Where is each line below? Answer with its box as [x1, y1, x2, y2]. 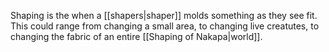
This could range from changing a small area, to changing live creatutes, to [10, 20, 320, 32]
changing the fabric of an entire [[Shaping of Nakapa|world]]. [10, 31, 263, 42]
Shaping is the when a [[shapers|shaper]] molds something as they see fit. [10, 10, 318, 21]
